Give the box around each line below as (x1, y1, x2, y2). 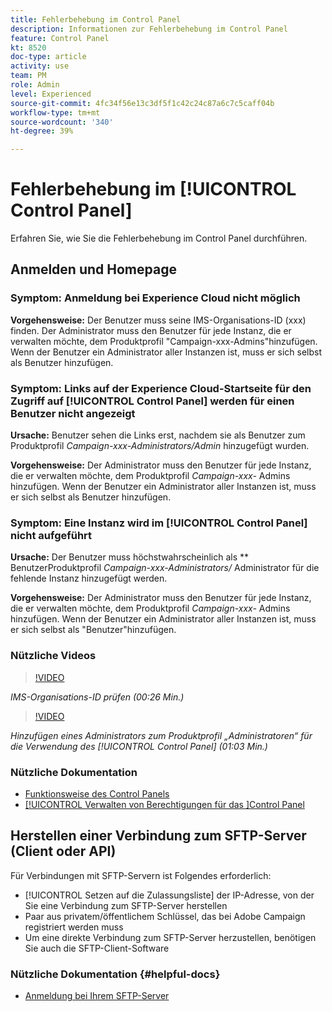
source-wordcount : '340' (10, 117, 114, 127)
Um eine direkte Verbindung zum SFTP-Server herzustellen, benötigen (24, 931, 317, 943)
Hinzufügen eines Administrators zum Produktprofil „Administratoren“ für (10, 729, 313, 741)
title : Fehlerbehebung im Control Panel (10, 14, 182, 25)
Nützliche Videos (10, 649, 97, 663)
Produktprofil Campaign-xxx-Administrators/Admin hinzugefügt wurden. (10, 440, 310, 452)
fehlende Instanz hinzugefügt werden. (10, 572, 168, 585)
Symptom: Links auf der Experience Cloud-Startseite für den (10, 381, 312, 395)
